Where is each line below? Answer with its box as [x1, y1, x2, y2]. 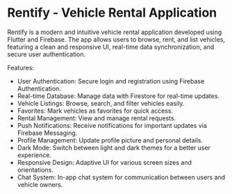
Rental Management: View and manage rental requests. [17, 113, 176, 122]
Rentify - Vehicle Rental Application [7, 5, 217, 21]
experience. [17, 151, 52, 159]
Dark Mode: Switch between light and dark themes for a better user [17, 143, 210, 152]
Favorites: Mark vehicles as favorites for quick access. [17, 106, 174, 115]
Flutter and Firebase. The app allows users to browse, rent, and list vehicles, [7, 35, 226, 43]
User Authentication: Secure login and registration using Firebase [17, 76, 205, 85]
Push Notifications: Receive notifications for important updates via [17, 121, 207, 129]
